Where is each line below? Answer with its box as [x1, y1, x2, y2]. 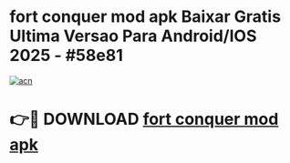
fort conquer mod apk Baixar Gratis [9, 6, 281, 27]
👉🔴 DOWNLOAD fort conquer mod [9, 109, 279, 129]
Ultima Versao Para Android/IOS [9, 25, 257, 46]
